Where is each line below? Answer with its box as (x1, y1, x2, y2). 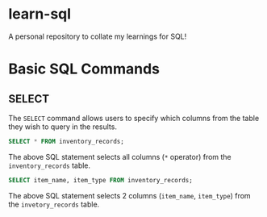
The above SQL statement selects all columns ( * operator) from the (8, 152, 232, 161)
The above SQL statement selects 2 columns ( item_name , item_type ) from (8, 190, 252, 200)
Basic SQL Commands (8, 60, 160, 78)
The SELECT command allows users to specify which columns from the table (8, 113, 260, 123)
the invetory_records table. (8, 199, 100, 209)
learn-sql (8, 5, 71, 23)
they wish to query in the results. (8, 122, 117, 131)
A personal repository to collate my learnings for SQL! (8, 31, 187, 41)
